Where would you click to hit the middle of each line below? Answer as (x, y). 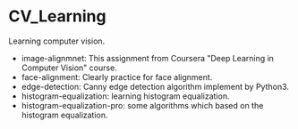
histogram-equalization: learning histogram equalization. (125, 96)
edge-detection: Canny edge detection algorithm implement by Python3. (155, 86)
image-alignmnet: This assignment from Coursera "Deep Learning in (148, 58)
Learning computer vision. (57, 41)
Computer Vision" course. (69, 68)
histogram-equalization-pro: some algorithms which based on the (142, 105)
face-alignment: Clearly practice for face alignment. (117, 77)
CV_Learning (57, 16)
